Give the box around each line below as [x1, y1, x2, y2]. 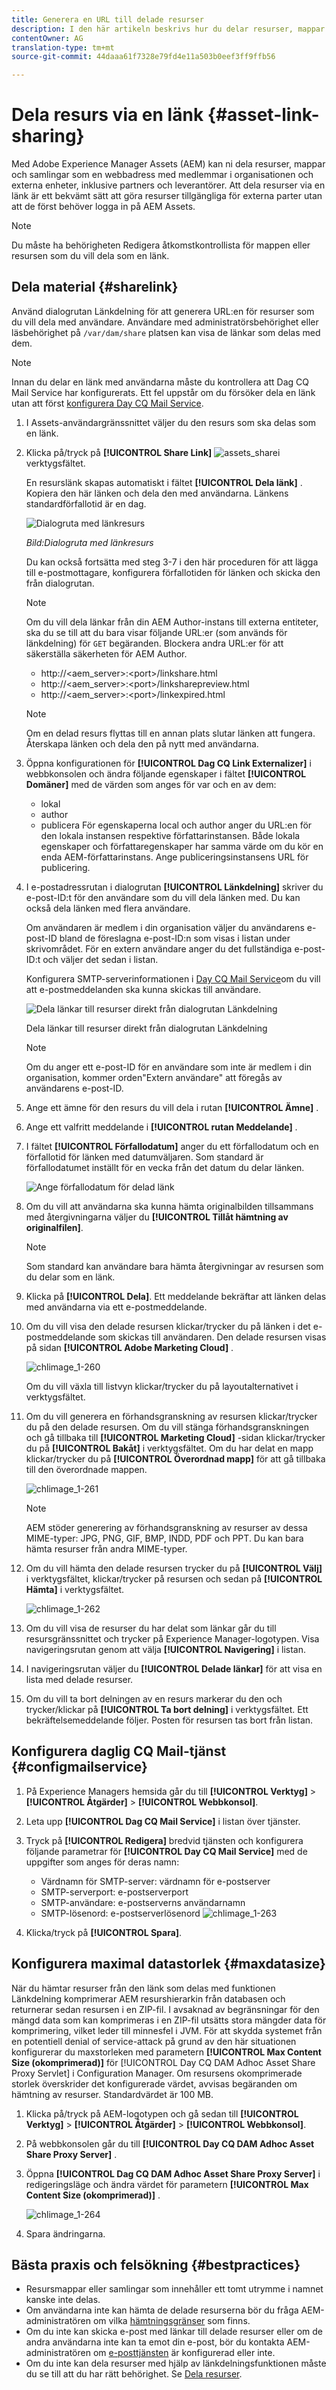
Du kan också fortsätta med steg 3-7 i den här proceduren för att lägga [25, 556, 319, 568]
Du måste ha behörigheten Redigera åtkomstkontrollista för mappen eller [11, 239, 311, 251]
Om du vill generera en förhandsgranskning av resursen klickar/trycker [25, 1410, 318, 1422]
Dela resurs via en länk [11, 104, 204, 126]
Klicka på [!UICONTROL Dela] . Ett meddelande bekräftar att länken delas [25, 1290, 327, 1302]
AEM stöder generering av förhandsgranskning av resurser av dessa [25, 1521, 308, 1533]
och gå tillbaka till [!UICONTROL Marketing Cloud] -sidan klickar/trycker [25, 1431, 326, 1443]
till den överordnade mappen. [25, 1463, 148, 1475]
